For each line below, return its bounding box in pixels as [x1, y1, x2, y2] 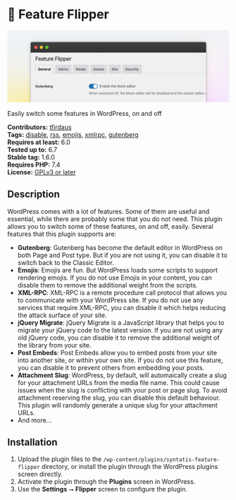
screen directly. [17, 470, 63, 479]
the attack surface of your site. [17, 311, 107, 319]
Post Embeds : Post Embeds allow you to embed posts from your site [17, 348, 217, 357]
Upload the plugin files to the [17, 455, 102, 463]
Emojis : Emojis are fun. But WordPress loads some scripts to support [17, 266, 218, 274]
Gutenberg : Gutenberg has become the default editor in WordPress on [17, 243, 223, 251]
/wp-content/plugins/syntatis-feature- [103, 456, 221, 463]
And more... [17, 416, 52, 424]
